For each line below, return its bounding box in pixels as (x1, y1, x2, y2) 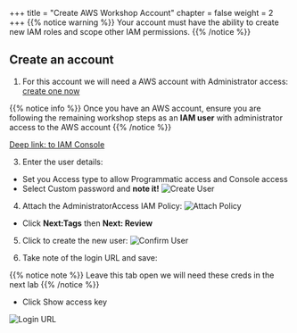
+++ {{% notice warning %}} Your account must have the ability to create (9, 17, 279, 28)
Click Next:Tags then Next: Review (21, 218, 153, 229)
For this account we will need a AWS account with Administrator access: (21, 76, 288, 87)
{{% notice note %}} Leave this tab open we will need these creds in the (9, 270, 275, 280)
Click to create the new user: (21, 235, 128, 246)
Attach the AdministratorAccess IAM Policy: (21, 200, 183, 211)
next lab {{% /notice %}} (9, 279, 100, 289)
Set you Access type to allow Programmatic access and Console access (21, 173, 288, 184)
